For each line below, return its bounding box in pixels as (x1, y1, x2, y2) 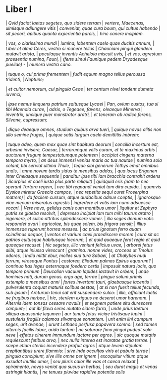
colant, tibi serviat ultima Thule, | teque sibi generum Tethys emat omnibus (5, 162, 159, 168)
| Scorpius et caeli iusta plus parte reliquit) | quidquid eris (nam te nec (5, 178, 149, 184)
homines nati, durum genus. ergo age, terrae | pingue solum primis (5, 273, 143, 279)
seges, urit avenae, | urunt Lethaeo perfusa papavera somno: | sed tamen (5, 321, 158, 327)
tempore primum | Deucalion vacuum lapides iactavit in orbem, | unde (5, 268, 149, 274)
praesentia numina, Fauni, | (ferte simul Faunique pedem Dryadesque (5, 56, 148, 62)
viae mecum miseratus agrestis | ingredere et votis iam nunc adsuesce (5, 199, 151, 205)
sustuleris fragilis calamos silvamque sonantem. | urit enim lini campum (5, 316, 153, 322)
